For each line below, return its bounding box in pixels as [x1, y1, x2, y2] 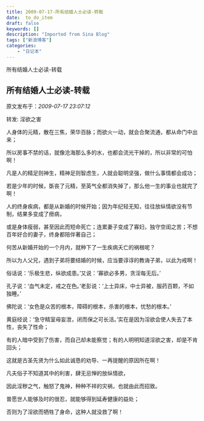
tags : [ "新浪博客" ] [6, 37, 52, 43]
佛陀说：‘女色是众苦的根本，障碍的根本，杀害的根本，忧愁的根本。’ [6, 303, 172, 310]
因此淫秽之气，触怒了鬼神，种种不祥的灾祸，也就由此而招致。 [6, 382, 161, 389]
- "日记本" [17, 49, 42, 55]
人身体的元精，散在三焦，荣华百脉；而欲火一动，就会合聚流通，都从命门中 [6, 128, 192, 135]
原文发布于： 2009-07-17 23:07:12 [6, 103, 91, 110]
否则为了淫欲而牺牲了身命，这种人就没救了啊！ [6, 408, 123, 416]
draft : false [6, 20, 39, 26]
